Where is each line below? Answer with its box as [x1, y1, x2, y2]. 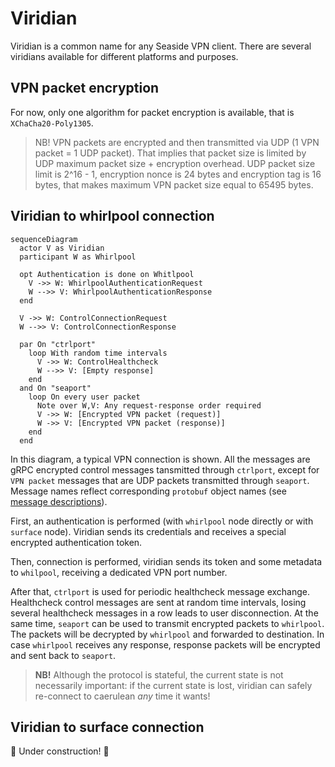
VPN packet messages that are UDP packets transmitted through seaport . [10, 474, 310, 486]
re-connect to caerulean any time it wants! [34, 690, 211, 702]
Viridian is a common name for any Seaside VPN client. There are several [10, 40, 312, 52]
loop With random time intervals [28, 348, 168, 358]
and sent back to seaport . [10, 649, 117, 661]
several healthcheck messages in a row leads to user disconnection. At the [10, 607, 319, 619]
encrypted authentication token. [10, 536, 143, 548]
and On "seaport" [19, 383, 92, 393]
